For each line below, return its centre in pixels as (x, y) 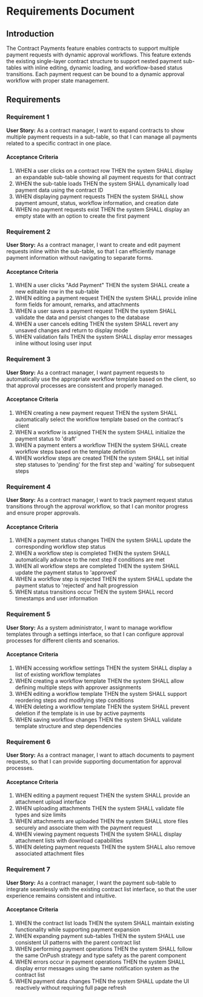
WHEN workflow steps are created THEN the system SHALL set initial (102, 458)
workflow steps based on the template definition (75, 451)
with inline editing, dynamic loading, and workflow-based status (103, 68)
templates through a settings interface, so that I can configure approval (95, 634)
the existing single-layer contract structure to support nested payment (94, 61)
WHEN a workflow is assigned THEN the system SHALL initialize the (100, 432)
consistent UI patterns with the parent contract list (78, 942)
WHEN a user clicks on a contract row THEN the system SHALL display (104, 170)
